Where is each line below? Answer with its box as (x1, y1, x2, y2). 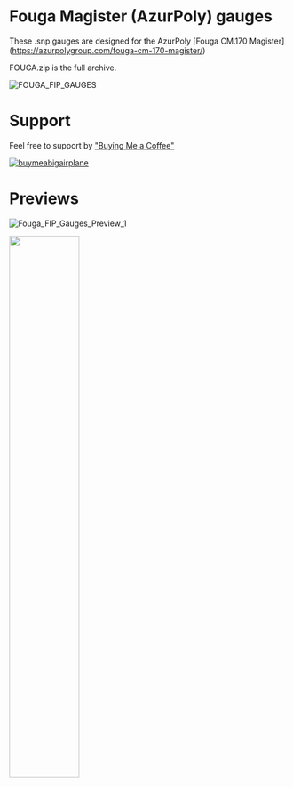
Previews (9, 189, 80, 209)
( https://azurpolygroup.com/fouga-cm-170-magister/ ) (9, 44, 206, 55)
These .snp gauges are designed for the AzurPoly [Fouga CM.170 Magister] (9, 36, 285, 46)
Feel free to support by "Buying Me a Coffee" (9, 140, 175, 150)
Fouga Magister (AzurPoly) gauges (9, 6, 273, 27)
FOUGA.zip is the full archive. (9, 62, 117, 73)
